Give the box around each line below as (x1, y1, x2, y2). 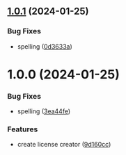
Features (7, 124, 38, 134)
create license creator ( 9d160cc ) (17, 140, 111, 149)
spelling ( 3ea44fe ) (17, 107, 71, 115)
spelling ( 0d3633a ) (17, 42, 72, 51)
